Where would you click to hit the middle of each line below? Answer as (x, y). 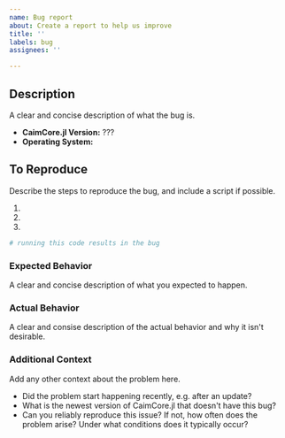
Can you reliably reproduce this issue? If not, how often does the (140, 415)
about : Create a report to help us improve (91, 26)
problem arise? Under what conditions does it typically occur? (135, 424)
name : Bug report (41, 17)
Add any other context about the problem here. (95, 379)
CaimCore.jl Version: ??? (68, 132)
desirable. (27, 336)
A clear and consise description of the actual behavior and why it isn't (136, 327)
